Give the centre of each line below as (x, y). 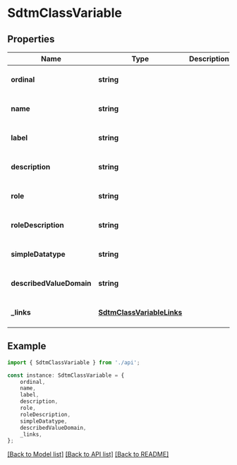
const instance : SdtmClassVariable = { (66, 375)
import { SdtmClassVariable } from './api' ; (74, 362)
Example (27, 346)
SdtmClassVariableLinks (140, 312)
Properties (31, 39)
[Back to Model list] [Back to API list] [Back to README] (88, 454)
